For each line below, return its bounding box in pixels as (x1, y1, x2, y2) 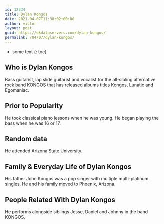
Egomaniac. (5, 87, 30, 93)
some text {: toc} (12, 48, 47, 55)
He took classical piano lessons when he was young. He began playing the (5, 115, 159, 121)
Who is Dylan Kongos (5, 63, 73, 72)
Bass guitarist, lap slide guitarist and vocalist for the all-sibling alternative (5, 76, 156, 82)
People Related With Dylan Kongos (5, 195, 116, 204)
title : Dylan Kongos (5, 12, 48, 17)
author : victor (5, 21, 37, 26)
